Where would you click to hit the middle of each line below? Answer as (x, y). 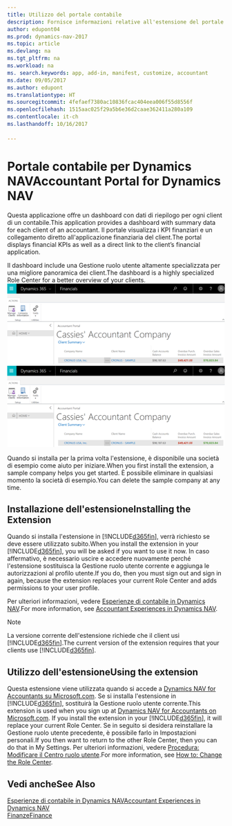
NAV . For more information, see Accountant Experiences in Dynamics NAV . (113, 609)
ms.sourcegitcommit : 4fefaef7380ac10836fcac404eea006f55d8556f (100, 102)
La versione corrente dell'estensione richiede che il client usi (93, 636)
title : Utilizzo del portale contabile (65, 15)
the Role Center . (30, 762)
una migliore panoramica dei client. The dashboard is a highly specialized (111, 273)
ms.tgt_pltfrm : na (33, 59)
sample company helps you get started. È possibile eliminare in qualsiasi (110, 472)
